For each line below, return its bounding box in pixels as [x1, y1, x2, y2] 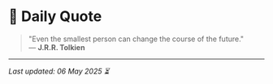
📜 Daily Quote [8, 7, 102, 26]
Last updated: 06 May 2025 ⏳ [8, 66, 110, 76]
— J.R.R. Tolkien [28, 42, 85, 52]
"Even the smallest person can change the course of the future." [28, 34, 245, 44]
